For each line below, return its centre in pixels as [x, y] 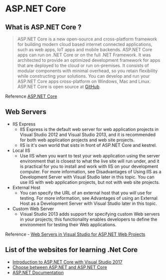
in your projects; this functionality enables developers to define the [89, 219]
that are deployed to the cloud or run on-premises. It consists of [83, 66]
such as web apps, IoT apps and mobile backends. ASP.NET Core [85, 50]
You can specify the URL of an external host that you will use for [86, 193]
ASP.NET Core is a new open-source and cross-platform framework [87, 39]
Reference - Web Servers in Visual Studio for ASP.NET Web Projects [75, 234]
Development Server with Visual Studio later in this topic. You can [87, 177]
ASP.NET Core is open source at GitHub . [59, 87]
